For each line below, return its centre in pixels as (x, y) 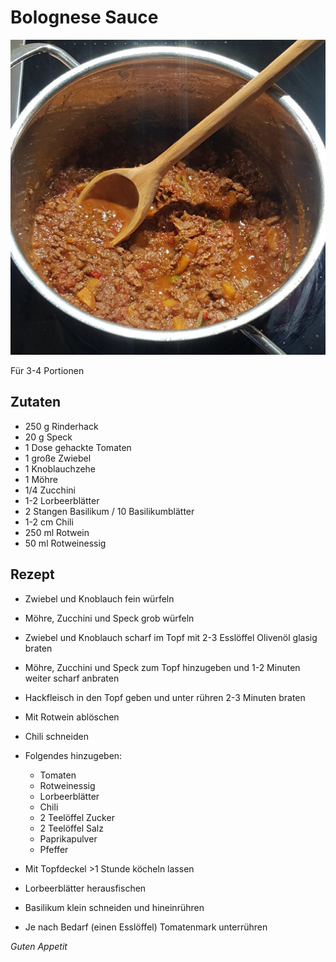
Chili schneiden (56, 736)
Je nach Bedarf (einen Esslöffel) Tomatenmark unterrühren (146, 927)
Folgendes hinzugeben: (73, 755)
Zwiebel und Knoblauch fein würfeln (99, 598)
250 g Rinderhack (61, 426)
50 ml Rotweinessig (65, 543)
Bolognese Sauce (84, 17)
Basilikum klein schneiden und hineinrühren (114, 907)
